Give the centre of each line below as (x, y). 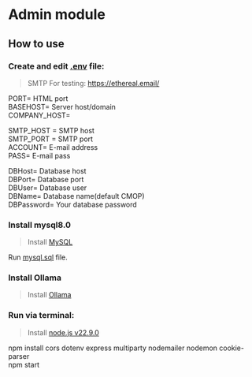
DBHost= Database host (47, 170)
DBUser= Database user (48, 188)
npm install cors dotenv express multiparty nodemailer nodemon (113, 348)
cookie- (232, 348)
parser (19, 356)
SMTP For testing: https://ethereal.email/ (93, 83)
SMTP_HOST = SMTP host (51, 130)
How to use (36, 44)
